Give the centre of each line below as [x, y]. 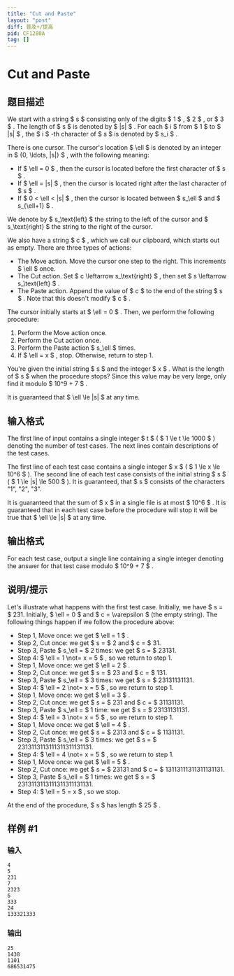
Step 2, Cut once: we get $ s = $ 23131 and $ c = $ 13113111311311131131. [121, 769]
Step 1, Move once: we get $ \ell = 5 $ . [74, 762]
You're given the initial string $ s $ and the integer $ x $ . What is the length [116, 369]
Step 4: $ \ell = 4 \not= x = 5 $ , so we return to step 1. [96, 754]
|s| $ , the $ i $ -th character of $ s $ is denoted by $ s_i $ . [93, 134]
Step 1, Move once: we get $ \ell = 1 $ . [73, 635]
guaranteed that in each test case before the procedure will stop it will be [112, 510]
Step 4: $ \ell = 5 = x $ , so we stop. [69, 791]
